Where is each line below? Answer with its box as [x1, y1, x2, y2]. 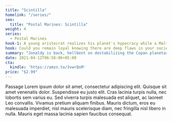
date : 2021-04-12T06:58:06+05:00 [5, 55, 77, 60]
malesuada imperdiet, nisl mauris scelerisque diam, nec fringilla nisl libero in [5, 106, 166, 111]
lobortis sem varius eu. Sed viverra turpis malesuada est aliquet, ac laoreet [5, 94, 163, 100]
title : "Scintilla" [5, 7, 47, 13]
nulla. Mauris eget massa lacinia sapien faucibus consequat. [5, 111, 133, 117]
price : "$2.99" [5, 70, 38, 75]
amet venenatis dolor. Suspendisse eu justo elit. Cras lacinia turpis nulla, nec [5, 89, 167, 95]
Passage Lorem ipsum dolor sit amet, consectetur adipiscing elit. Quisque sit [5, 84, 167, 90]
